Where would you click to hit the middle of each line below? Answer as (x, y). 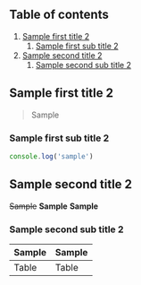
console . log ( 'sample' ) (51, 156)
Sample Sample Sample (54, 206)
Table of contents (59, 15)
